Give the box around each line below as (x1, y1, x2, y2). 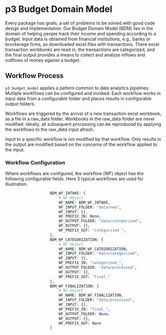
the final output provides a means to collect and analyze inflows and (5, 51, 146, 58)
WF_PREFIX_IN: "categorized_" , (58, 261, 124, 266)
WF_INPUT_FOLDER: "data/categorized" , (58, 251, 140, 256)
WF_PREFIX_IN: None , (58, 214, 101, 219)
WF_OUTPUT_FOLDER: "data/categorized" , (58, 219, 142, 224)
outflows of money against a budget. (5, 57, 81, 63)
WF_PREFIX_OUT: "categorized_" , (58, 228, 126, 233)
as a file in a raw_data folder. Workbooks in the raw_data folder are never (5, 116, 156, 122)
